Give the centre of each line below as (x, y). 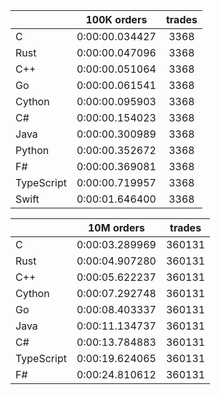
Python (32, 150)
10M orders (116, 227)
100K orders (116, 19)
